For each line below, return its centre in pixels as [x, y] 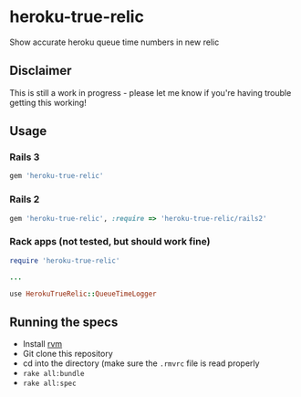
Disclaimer [41, 71]
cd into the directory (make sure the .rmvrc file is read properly [141, 363]
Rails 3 [25, 157]
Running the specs [64, 322]
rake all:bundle [53, 374]
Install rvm [42, 344]
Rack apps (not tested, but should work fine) [110, 242]
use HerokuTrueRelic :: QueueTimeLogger [83, 294]
